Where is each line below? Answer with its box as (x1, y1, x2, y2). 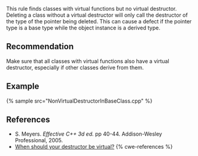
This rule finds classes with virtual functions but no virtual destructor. (6, 5, 177, 12)
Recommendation (6, 41, 74, 52)
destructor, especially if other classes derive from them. (6, 64, 144, 71)
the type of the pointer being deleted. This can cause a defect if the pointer (6, 18, 192, 25)
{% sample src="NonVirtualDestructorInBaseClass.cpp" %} (6, 97, 153, 104)
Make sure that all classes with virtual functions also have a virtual (6, 57, 169, 65)
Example (6, 81, 39, 92)
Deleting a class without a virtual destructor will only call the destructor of (6, 11, 188, 19)
